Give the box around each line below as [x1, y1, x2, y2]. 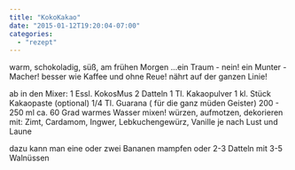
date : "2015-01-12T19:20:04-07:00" [9, 21, 141, 30]
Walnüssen [9, 152, 50, 164]
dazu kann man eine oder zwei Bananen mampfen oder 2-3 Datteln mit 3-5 [9, 143, 283, 154]
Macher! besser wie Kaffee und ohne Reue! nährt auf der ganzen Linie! [9, 72, 268, 82]
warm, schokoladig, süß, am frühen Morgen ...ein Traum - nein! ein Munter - [9, 62, 287, 73]
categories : [9, 29, 53, 38]
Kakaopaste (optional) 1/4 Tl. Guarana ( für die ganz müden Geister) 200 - [9, 98, 279, 109]
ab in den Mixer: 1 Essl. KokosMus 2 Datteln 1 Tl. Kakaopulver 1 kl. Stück [9, 89, 272, 99]
